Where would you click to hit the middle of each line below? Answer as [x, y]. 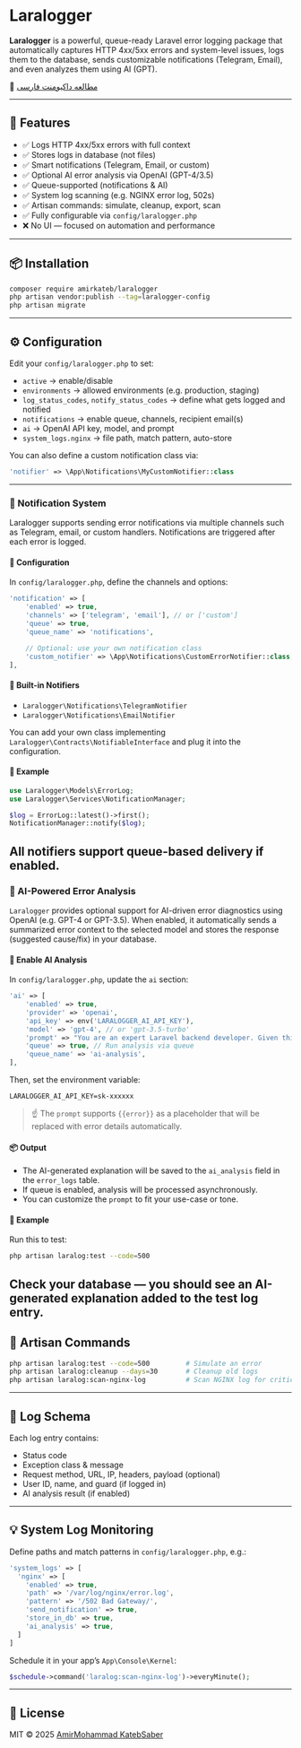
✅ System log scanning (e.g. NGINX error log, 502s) [118, 195]
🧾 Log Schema [50, 1417]
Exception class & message [73, 1465]
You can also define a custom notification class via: [104, 455]
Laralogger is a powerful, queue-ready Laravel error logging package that [146, 40]
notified [36, 409]
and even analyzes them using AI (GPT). [83, 69]
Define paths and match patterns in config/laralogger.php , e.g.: [128, 1552]
